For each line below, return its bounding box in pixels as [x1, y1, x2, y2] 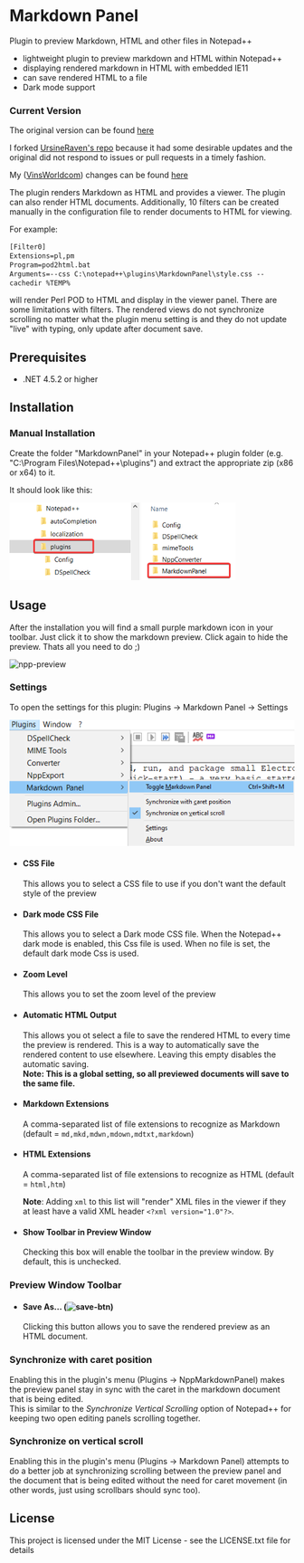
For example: [9, 224, 59, 235]
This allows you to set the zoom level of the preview [22, 988, 216, 1000]
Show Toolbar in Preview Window [22, 1226, 152, 1237]
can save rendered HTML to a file [22, 71, 147, 82]
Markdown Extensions [22, 1099, 109, 1110]
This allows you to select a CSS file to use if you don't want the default [22, 878, 287, 889]
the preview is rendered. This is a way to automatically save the [22, 1039, 260, 1050]
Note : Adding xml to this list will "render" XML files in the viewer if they [22, 1196, 287, 1206]
